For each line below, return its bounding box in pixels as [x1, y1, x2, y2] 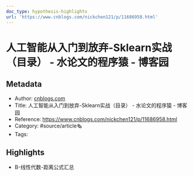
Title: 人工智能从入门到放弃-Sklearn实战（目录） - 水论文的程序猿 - [14, 102, 176, 109]
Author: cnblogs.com [14, 95, 66, 102]
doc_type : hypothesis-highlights [6, 8, 88, 15]
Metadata [6, 80, 42, 89]
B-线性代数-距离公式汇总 [14, 164, 74, 171]
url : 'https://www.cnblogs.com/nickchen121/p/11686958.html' [6, 14, 158, 20]
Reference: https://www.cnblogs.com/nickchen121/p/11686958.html [14, 115, 177, 123]
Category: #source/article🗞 [14, 122, 82, 129]
